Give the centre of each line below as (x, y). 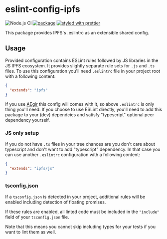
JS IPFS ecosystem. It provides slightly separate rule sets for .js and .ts (80, 65)
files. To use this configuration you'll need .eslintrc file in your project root (83, 71)
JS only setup (22, 133)
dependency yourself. (28, 120)
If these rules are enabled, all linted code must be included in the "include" (82, 212)
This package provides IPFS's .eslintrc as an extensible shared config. (77, 32)
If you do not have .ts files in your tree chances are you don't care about (80, 144)
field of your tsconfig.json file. (37, 217)
